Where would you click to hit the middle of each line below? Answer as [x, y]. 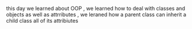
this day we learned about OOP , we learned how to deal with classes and [96, 8]
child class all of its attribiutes [42, 21]
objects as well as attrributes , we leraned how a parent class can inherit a [96, 14]
